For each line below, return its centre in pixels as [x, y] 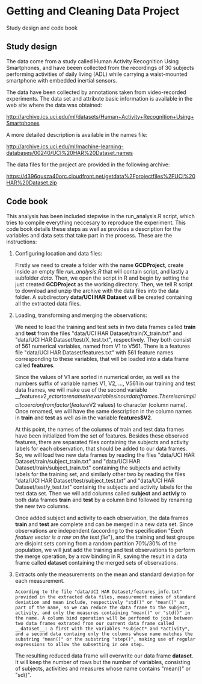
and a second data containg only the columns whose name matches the [104, 634]
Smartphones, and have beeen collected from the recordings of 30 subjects [100, 67]
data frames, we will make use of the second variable [81, 389]
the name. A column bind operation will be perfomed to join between [104, 618]
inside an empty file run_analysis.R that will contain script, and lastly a [102, 271]
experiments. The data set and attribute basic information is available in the [99, 98]
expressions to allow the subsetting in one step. [80, 644]
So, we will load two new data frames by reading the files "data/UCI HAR [105, 455]
